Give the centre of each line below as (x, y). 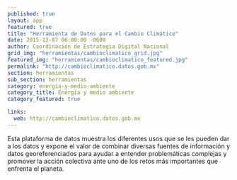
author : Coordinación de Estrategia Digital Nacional (88, 47)
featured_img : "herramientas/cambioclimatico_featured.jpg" (98, 60)
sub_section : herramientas (47, 79)
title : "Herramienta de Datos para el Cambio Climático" (93, 34)
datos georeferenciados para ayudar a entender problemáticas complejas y (117, 153)
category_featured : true (44, 100)
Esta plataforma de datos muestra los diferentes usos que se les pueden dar (118, 138)
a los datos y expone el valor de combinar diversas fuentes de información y (119, 146)
